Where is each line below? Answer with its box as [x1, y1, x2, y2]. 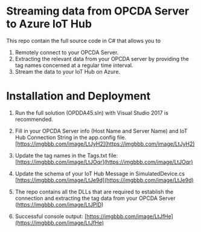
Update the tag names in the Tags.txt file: [14, 152, 118, 159]
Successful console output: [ [14, 213, 87, 220]
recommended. [14, 115, 53, 123]
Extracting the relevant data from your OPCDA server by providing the [14, 55, 189, 62]
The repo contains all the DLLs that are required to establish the [14, 188, 174, 195]
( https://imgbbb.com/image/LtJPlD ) [14, 201, 104, 208]
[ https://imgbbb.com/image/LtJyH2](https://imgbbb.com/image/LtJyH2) [14, 140, 195, 147]
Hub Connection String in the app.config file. [14, 134, 127, 141]
